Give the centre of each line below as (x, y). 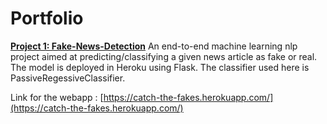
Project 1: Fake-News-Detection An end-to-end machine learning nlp (154, 46)
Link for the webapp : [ (57, 97)
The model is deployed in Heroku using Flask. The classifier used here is (160, 67)
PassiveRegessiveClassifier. (68, 78)
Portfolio (47, 18)
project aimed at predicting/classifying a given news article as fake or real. (164, 56)
